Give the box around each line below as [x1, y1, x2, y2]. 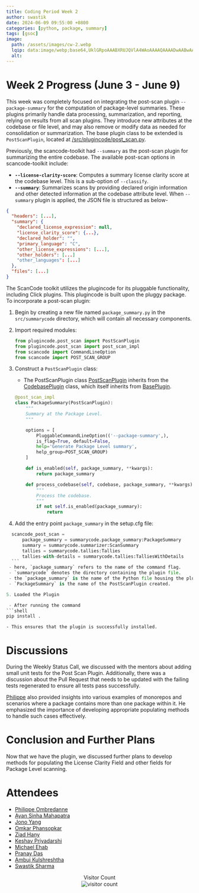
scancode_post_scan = [11, 532, 65, 537]
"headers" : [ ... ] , [11, 213, 57, 219]
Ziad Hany [14, 831, 40, 838]
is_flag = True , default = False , [36, 438, 111, 444]
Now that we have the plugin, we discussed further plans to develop [6, 753, 173, 760]
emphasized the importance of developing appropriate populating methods [6, 706, 190, 713]
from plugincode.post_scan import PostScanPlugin [14, 338, 140, 344]
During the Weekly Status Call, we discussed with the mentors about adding [6, 663, 191, 670]
